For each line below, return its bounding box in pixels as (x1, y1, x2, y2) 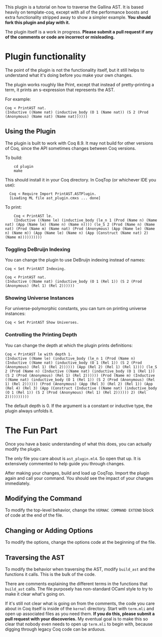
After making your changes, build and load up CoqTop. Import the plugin (5, 470, 149, 476)
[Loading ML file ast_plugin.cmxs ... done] (9, 196, 101, 200)
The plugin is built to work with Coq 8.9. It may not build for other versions (5, 140, 154, 146)
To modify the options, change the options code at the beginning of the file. (5, 539, 156, 545)
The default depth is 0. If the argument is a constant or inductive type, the (5, 403, 153, 408)
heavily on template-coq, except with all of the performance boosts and (5, 9, 148, 15)
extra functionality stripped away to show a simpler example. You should (5, 15, 151, 20)
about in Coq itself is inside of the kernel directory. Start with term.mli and (5, 606, 154, 612)
